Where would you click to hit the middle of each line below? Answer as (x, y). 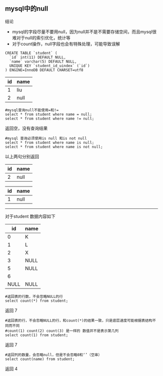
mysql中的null (27, 9)
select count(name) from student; (40, 359)
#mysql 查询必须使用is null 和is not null (46, 138)
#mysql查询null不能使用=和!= (32, 110)
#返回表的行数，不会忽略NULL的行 (34, 296)
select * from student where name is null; (50, 142)
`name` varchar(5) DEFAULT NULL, (43, 61)
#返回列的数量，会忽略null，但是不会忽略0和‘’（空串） (53, 355)
